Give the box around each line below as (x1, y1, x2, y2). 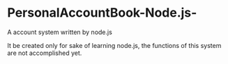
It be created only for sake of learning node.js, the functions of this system (7, 41, 222, 49)
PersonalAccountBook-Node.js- (7, 5, 197, 21)
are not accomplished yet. (7, 49, 82, 57)
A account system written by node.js (7, 28, 113, 36)
